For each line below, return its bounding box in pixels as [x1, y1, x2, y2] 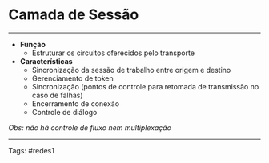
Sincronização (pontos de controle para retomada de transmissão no [31, 81, 259, 91]
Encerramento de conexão [31, 98, 120, 109]
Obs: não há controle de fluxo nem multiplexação [8, 122, 172, 133]
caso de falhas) [31, 90, 83, 100]
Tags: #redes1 [8, 145, 54, 155]
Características [19, 56, 74, 66]
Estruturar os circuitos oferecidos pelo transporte [31, 48, 195, 58]
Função [19, 39, 46, 49]
